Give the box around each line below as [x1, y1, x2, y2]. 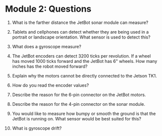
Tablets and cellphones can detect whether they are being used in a [12, 29, 149, 35]
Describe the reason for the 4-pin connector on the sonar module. [12, 101, 145, 107]
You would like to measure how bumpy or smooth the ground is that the [12, 111, 156, 117]
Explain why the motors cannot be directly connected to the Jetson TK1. [12, 73, 157, 78]
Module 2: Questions [5, 3, 92, 15]
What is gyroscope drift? [12, 125, 62, 131]
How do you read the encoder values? [12, 82, 89, 88]
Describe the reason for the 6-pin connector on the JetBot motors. [12, 92, 146, 97]
